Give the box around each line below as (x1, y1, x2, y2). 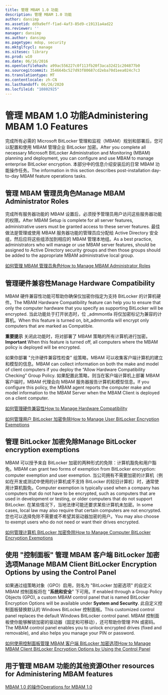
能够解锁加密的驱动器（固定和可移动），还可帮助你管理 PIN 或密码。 (18, 619, 158, 625)
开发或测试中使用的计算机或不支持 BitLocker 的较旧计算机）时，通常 (14, 478, 155, 484)
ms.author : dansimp (5, 36, 46, 41)
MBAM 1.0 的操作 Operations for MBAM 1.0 (5, 683, 93, 690)
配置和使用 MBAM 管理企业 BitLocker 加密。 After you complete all (9, 144, 146, 151)
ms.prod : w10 (5, 54, 33, 59)
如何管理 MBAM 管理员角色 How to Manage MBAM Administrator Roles (5, 263, 150, 269)
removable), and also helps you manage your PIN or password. (5, 630, 135, 636)
